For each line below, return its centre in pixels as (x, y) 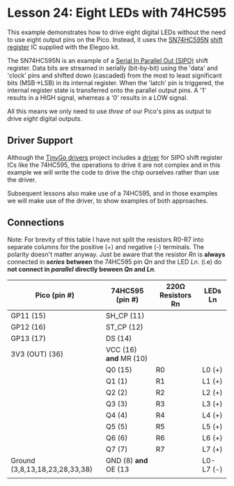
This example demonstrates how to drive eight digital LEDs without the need (117, 32)
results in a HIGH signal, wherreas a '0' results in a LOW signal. (97, 97)
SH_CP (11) (125, 316)
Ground (23, 460)
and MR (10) (127, 358)
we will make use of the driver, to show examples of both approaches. (108, 200)
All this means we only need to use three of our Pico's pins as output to (109, 111)
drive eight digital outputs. (45, 118)
